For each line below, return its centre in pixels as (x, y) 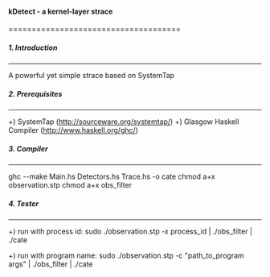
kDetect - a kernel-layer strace (61, 11)
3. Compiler (28, 148)
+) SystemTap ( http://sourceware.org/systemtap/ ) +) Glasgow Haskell (124, 122)
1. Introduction (33, 48)
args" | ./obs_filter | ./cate (51, 264)
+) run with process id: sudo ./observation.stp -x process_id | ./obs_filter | (131, 232)
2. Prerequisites (35, 93)
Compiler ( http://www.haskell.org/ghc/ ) (74, 130)
